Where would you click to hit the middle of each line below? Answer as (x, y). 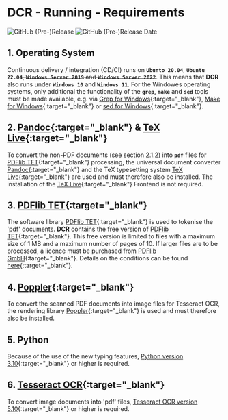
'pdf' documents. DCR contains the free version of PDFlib (88, 229)
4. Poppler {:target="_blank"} (71, 287)
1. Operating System (51, 53)
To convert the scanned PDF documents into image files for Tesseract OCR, (114, 304)
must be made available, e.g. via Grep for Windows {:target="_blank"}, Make (114, 99)
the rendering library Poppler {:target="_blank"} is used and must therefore (112, 311)
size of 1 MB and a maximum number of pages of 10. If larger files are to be (113, 244)
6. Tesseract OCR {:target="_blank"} (86, 385)
